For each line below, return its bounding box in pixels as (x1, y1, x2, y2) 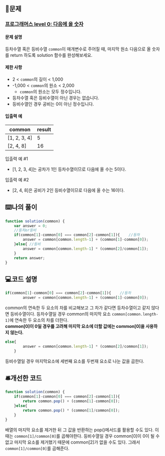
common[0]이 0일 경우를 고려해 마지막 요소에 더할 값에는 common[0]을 (5, 323, 145, 329)
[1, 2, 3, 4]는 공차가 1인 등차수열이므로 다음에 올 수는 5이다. (12, 166, 127, 172)
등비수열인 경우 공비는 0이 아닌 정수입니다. (12, 101, 95, 107)
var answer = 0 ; (14, 223, 48, 228)
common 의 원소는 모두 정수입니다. (19, 89, 82, 94)
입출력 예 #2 (5, 177, 29, 182)
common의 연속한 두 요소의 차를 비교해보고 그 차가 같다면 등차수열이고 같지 (5, 305, 150, 311)
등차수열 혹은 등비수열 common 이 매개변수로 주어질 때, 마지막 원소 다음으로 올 (5, 46, 151, 52)
